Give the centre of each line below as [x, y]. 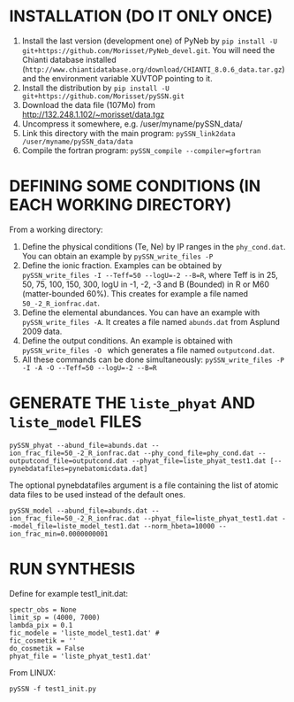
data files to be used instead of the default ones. [97, 494]
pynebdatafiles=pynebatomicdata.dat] [79, 468]
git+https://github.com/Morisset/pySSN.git [103, 96]
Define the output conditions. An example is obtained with [127, 340]
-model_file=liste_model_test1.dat [75, 526]
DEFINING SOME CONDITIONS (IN [135, 186]
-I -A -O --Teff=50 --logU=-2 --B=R [89, 368]
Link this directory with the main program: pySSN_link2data [128, 133]
